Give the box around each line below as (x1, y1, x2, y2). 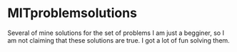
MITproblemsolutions (7, 5, 138, 21)
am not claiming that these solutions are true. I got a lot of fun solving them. (7, 36, 230, 44)
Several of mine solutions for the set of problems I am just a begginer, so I (7, 28, 225, 37)
